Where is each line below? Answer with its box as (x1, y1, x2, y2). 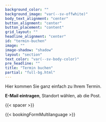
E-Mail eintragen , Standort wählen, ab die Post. (5, 92, 101, 98)
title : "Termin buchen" (5, 66, 53, 71)
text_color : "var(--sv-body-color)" (5, 57, 79, 61)
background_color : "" (5, 7, 49, 12)
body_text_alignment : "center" (5, 16, 69, 21)
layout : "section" (5, 52, 42, 57)
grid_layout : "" (5, 30, 38, 34)
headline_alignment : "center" (5, 34, 67, 39)
